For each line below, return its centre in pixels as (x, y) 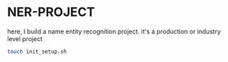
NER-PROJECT (51, 12)
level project (25, 38)
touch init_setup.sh (37, 52)
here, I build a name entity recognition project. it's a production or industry (114, 31)
